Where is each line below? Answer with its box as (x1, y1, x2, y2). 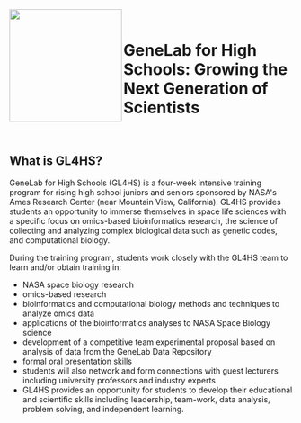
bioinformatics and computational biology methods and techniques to (22, 298, 280, 309)
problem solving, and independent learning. (22, 403, 184, 414)
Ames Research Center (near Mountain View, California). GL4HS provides (9, 196, 281, 207)
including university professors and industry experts (22, 374, 216, 385)
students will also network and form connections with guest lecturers (22, 364, 279, 376)
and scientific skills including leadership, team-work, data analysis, (22, 393, 271, 404)
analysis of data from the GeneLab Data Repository (22, 346, 213, 356)
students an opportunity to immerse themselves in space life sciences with (9, 206, 287, 217)
